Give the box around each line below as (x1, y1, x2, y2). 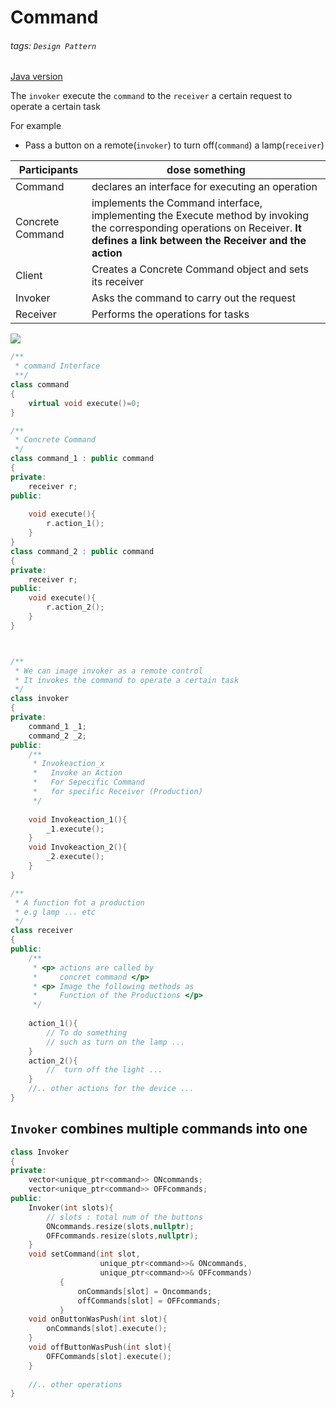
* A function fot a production (14, 897, 145, 908)
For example (10, 120, 62, 132)
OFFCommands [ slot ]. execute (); (46, 1351, 172, 1361)
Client (15, 269, 43, 283)
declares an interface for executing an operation (91, 180, 318, 194)
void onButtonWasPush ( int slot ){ (28, 1314, 168, 1325)
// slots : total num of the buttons (46, 1212, 203, 1222)
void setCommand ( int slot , (28, 1249, 141, 1260)
